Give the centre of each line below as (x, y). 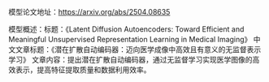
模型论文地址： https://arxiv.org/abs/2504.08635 (89, 12)
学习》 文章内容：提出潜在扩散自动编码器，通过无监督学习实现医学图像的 (130, 60)
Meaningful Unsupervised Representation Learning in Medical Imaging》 (130, 39)
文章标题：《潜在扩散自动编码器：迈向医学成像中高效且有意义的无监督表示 (138, 50)
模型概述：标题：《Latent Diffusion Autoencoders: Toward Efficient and (126, 29)
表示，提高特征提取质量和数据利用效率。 (83, 70)
